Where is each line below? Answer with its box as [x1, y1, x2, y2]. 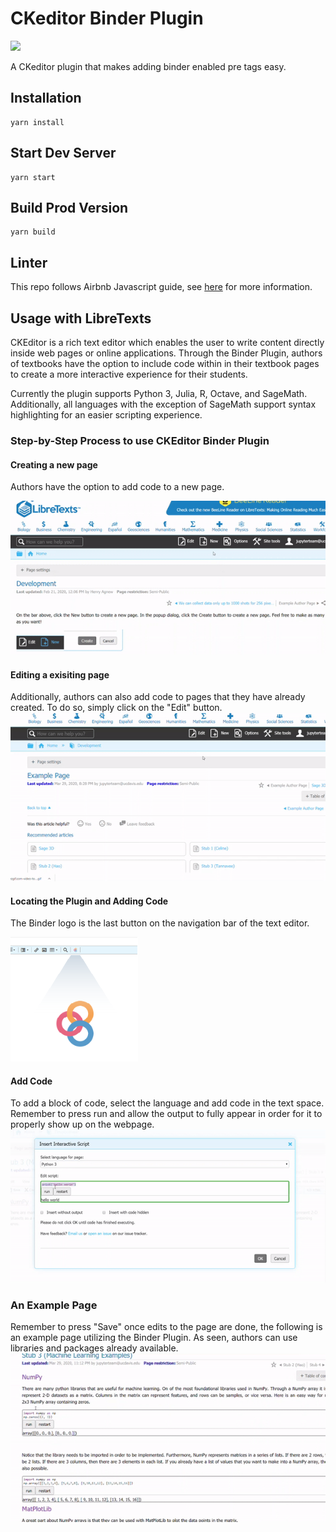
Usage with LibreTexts [10, 310, 152, 327]
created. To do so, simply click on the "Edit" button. [10, 702, 223, 714]
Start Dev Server [10, 145, 117, 162]
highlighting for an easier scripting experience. [10, 409, 203, 421]
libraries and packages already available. [10, 1342, 179, 1354]
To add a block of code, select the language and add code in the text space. [10, 1097, 325, 1109]
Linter [10, 254, 48, 271]
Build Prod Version [10, 199, 129, 216]
